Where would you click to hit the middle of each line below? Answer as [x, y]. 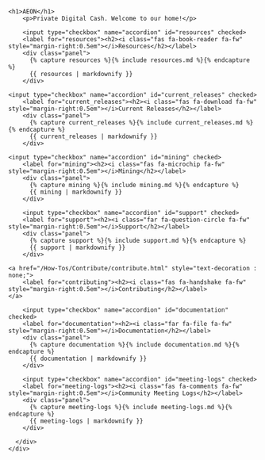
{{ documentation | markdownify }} [88, 358]
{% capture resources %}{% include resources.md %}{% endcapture [139, 60]
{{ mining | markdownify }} [76, 192]
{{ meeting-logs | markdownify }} [86, 421]
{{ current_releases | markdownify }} [93, 136]
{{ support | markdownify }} [77, 247]
